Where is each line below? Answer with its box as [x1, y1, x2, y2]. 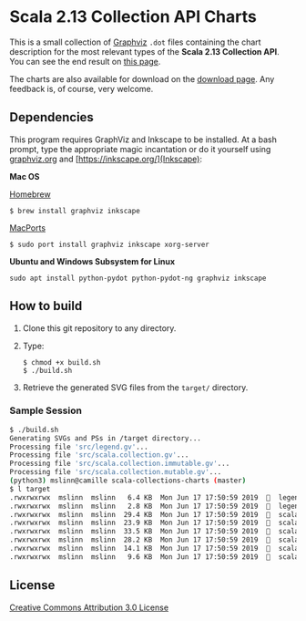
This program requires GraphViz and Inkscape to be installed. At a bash [9, 134, 278, 145]
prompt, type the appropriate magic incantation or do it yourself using [9, 143, 271, 154]
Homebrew [9, 189, 52, 200]
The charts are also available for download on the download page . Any [9, 73, 275, 84]
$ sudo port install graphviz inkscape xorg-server [9, 240, 209, 249]
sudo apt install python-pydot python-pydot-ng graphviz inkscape [9, 274, 267, 283]
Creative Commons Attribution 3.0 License [9, 602, 169, 613]
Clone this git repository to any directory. [22, 322, 177, 334]
